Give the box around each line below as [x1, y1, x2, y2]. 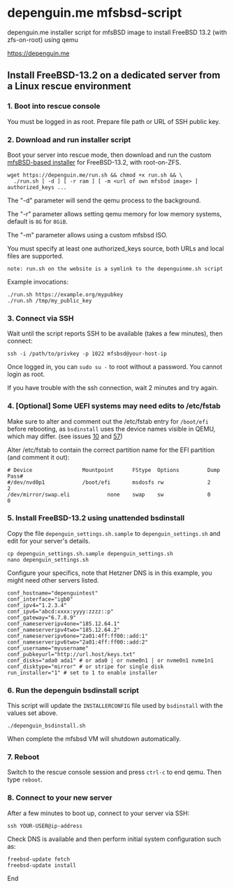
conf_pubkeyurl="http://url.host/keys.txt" [7, 651, 136, 658]
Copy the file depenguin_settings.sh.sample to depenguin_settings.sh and [7, 529, 221, 537]
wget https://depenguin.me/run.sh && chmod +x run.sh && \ [7, 172, 183, 179]
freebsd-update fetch [7, 856, 71, 863]
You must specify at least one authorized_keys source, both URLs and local [7, 244, 224, 253]
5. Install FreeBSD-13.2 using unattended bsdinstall [7, 513, 185, 523]
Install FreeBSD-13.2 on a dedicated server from [7, 69, 221, 81]
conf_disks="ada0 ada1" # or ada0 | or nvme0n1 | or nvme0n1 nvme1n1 [7, 657, 214, 664]
